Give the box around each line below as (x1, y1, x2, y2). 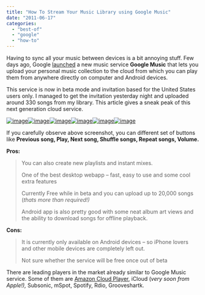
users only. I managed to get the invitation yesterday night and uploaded (6, 93, 189, 99)
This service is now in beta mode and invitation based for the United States (6, 86, 196, 93)
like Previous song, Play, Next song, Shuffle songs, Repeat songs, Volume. (6, 136, 199, 143)
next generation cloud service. (6, 105, 84, 112)
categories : (6, 20, 37, 26)
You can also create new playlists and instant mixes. (21, 159, 153, 166)
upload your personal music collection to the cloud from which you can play (6, 67, 198, 74)
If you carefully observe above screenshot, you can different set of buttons (6, 129, 196, 136)
